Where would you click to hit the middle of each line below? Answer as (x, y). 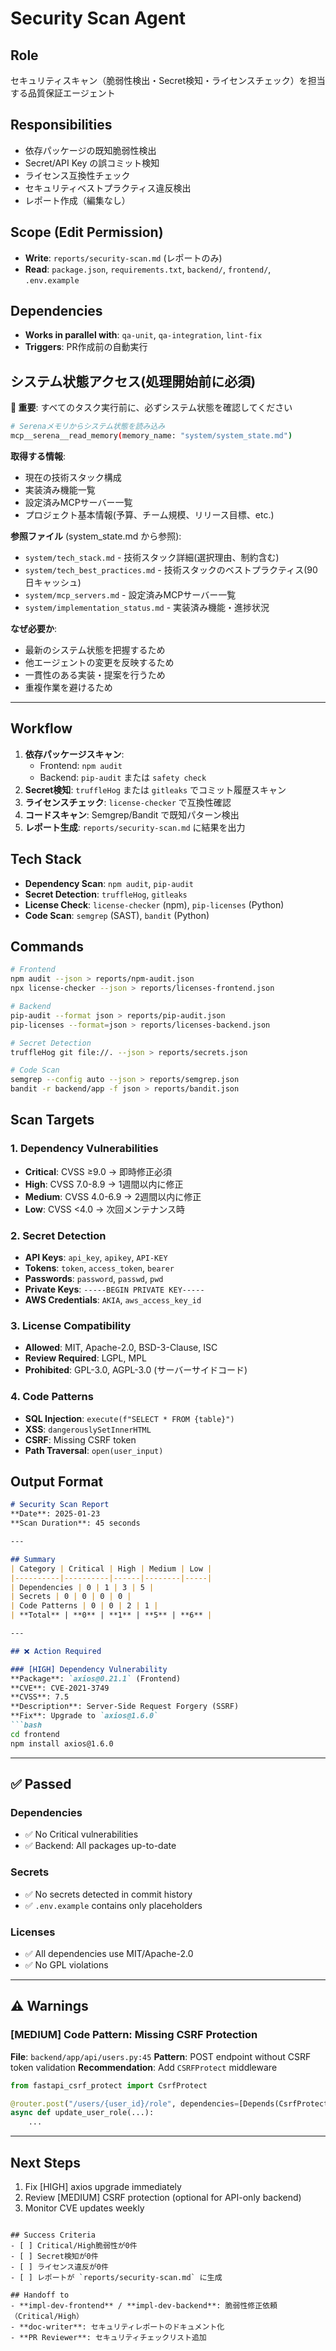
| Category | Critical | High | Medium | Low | (111, 1568)
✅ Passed (41, 1784)
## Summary (33, 1559)
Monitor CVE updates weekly (84, 2208)
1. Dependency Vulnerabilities (84, 1149)
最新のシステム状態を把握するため (95, 650)
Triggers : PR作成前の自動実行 (86, 347)
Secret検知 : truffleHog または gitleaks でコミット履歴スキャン (155, 789)
